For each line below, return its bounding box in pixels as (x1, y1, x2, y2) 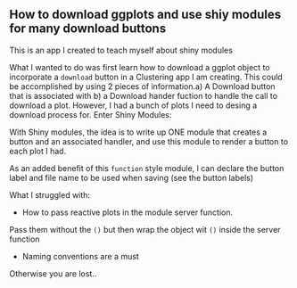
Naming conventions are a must (21, 251, 140, 261)
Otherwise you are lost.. (9, 267, 97, 279)
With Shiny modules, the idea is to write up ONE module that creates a (9, 127, 268, 137)
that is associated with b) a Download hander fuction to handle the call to (9, 90, 278, 101)
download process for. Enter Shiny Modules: (9, 109, 172, 119)
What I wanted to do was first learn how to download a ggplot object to (9, 62, 270, 72)
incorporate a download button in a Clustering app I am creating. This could (9, 71, 283, 82)
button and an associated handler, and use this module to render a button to (9, 136, 288, 146)
